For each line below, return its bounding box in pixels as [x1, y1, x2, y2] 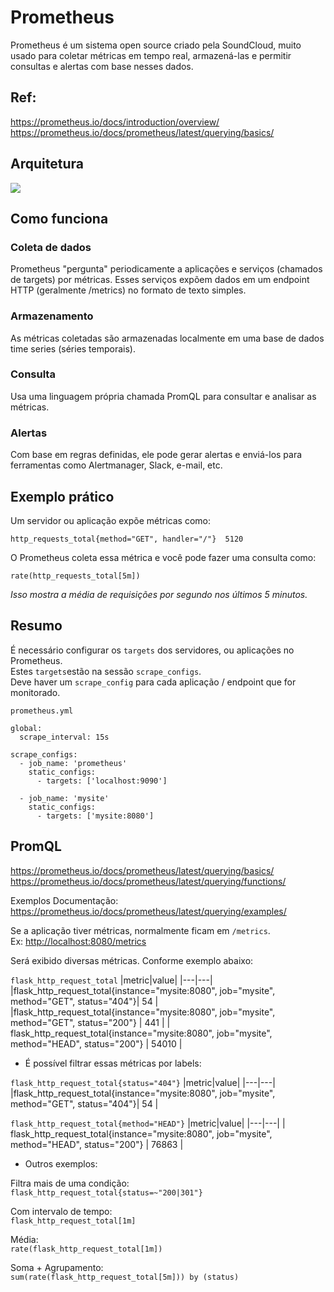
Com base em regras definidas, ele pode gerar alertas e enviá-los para [10, 449, 303, 461]
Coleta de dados [10, 240, 92, 254]
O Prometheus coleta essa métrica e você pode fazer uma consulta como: [10, 551, 317, 563]
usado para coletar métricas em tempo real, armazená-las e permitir [10, 49, 292, 61]
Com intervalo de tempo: [10, 1205, 113, 1217]
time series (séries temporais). [10, 342, 137, 355]
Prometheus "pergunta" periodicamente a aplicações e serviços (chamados [10, 263, 323, 275]
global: [10, 723, 43, 733]
